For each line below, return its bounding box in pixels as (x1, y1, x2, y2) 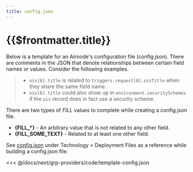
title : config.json (6, 8, 54, 15)
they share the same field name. (29, 83, 107, 90)
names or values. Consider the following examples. (6, 65, 129, 72)
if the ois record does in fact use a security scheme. (29, 95, 156, 102)
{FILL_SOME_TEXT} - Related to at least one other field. (14, 130, 150, 137)
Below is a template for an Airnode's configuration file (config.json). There (6, 53, 184, 60)
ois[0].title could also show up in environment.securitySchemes (29, 89, 187, 96)
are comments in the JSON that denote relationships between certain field (6, 59, 184, 66)
